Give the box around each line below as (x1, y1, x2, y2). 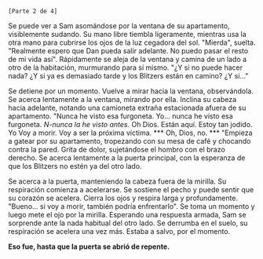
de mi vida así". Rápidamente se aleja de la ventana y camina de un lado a (8, 55, 247, 64)
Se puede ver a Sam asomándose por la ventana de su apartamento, (8, 21, 230, 31)
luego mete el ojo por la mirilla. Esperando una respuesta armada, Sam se (8, 210, 247, 219)
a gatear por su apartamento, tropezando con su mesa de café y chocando (8, 137, 251, 145)
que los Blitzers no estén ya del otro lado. (8, 162, 143, 170)
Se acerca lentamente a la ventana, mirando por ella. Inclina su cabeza (8, 95, 237, 104)
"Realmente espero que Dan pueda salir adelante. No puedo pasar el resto (8, 46, 249, 55)
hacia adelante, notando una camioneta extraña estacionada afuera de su (8, 103, 247, 112)
